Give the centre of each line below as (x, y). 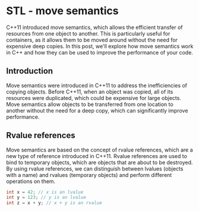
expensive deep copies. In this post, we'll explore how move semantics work (100, 46)
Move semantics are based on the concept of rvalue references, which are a (99, 150)
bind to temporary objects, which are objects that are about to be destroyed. (99, 162)
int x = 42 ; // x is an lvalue (45, 192)
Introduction (30, 71)
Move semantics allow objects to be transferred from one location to (90, 104)
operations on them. (31, 181)
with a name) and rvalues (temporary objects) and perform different (89, 175)
